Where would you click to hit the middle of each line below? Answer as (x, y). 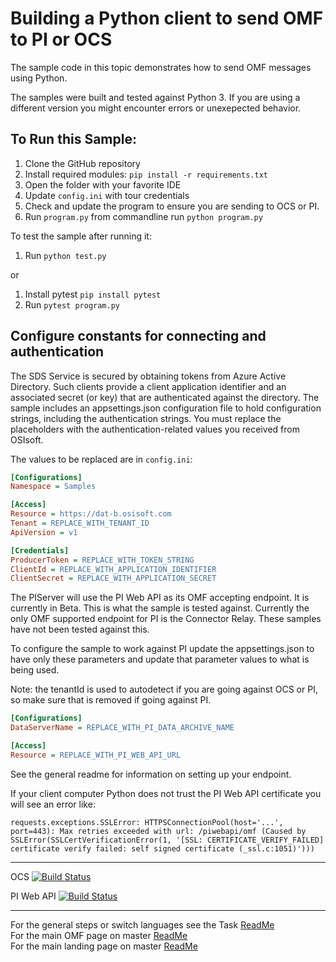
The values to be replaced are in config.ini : (101, 459)
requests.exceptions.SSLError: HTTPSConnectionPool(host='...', (147, 822)
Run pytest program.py (72, 304)
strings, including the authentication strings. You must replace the (146, 418)
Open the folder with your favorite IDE (103, 184)
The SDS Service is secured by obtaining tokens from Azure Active (148, 376)
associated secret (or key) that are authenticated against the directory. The (165, 397)
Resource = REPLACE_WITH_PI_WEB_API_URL (96, 755)
